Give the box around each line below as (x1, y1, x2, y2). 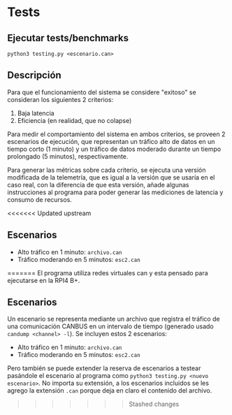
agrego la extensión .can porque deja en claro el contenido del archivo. (7, 386, 212, 395)
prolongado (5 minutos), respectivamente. (7, 152, 129, 161)
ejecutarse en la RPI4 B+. (7, 276, 80, 284)
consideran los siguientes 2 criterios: (7, 95, 114, 103)
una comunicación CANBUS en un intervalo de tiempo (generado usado (7, 322, 215, 330)
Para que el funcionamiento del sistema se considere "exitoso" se (7, 88, 197, 96)
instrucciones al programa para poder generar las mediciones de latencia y (7, 188, 224, 196)
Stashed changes (129, 400, 180, 409)
